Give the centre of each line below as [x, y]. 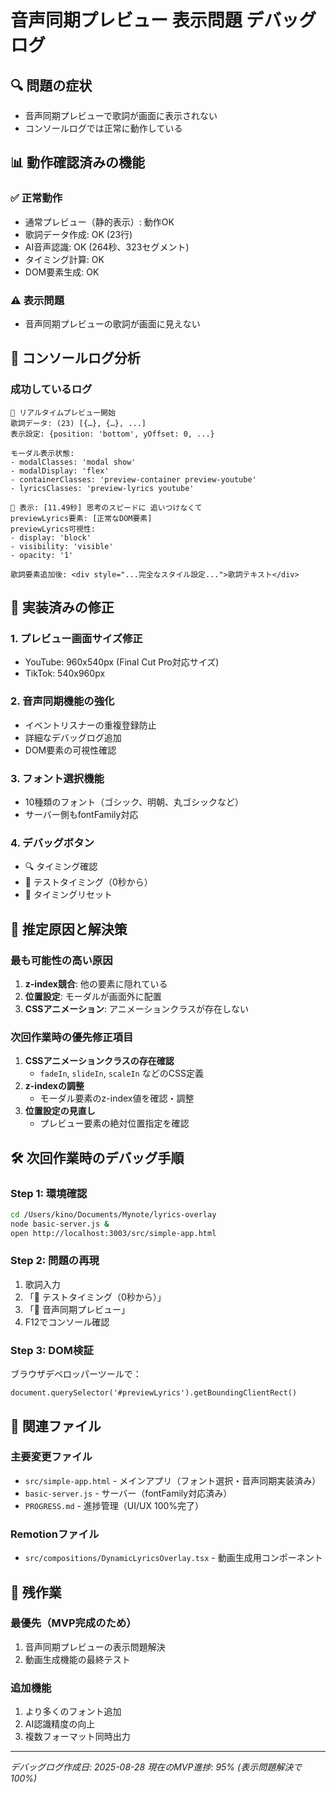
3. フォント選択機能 [57, 778]
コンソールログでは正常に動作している [103, 128]
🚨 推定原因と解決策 [69, 929]
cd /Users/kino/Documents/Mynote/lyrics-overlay [113, 1214]
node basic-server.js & [60, 1224]
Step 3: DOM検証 [52, 1350]
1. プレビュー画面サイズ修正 [76, 638]
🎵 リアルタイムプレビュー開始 [63, 412]
